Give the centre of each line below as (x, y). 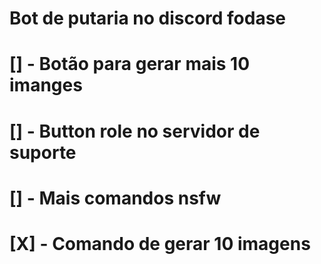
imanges (46, 85)
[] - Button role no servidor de (135, 131)
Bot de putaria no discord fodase (148, 18)
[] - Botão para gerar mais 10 (130, 64)
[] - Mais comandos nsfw (115, 198)
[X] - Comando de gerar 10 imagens (160, 243)
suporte (43, 152)
